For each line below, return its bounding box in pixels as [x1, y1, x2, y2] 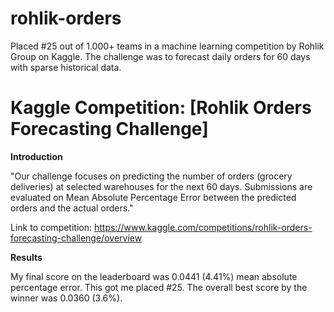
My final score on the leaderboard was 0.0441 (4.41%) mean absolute [10, 270, 298, 282]
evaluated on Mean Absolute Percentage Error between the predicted [10, 191, 297, 203]
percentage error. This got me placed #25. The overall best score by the [10, 281, 308, 293]
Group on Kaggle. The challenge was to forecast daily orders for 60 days [10, 50, 311, 62]
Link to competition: [10, 221, 93, 233]
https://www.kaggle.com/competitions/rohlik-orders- [93, 221, 313, 233]
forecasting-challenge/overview [10, 232, 143, 244]
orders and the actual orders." [10, 202, 134, 214]
